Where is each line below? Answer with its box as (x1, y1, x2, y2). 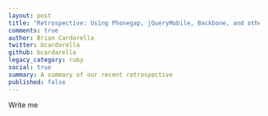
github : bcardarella (8, 48, 77, 56)
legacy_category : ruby (8, 56, 84, 64)
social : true (8, 64, 52, 72)
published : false (8, 78, 66, 86)
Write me (8, 100, 38, 110)
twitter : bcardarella (8, 41, 81, 49)
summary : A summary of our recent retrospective (8, 71, 173, 79)
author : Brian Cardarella (8, 33, 94, 42)
